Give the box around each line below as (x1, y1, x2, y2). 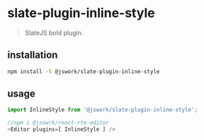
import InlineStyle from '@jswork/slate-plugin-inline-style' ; (7, 107, 198, 114)
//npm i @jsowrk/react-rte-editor (7, 119, 110, 126)
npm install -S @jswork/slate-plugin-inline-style (7, 68, 160, 75)
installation (7, 49, 58, 61)
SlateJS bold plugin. (24, 28, 84, 37)
